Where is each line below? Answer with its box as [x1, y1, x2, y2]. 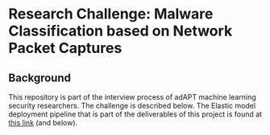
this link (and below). [8, 118, 78, 127]
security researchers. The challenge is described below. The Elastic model [8, 101, 256, 110]
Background [8, 71, 71, 84]
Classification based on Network [8, 22, 233, 40]
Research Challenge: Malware [8, 5, 214, 23]
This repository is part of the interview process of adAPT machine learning [8, 92, 256, 101]
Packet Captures [8, 39, 123, 57]
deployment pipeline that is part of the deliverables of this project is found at [8, 109, 263, 119]
